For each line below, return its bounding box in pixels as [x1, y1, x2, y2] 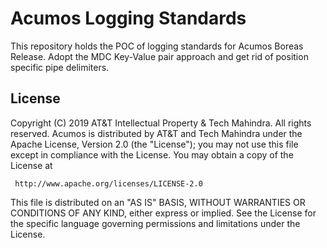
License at [10, 159, 53, 171]
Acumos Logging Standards [10, 7, 247, 30]
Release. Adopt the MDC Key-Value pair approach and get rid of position [10, 50, 309, 62]
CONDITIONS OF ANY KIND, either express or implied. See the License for [10, 207, 317, 219]
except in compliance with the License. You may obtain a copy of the [10, 148, 294, 161]
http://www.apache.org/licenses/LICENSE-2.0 [14, 178, 203, 189]
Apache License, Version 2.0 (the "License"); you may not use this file [10, 138, 299, 150]
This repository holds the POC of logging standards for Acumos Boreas [10, 40, 304, 52]
